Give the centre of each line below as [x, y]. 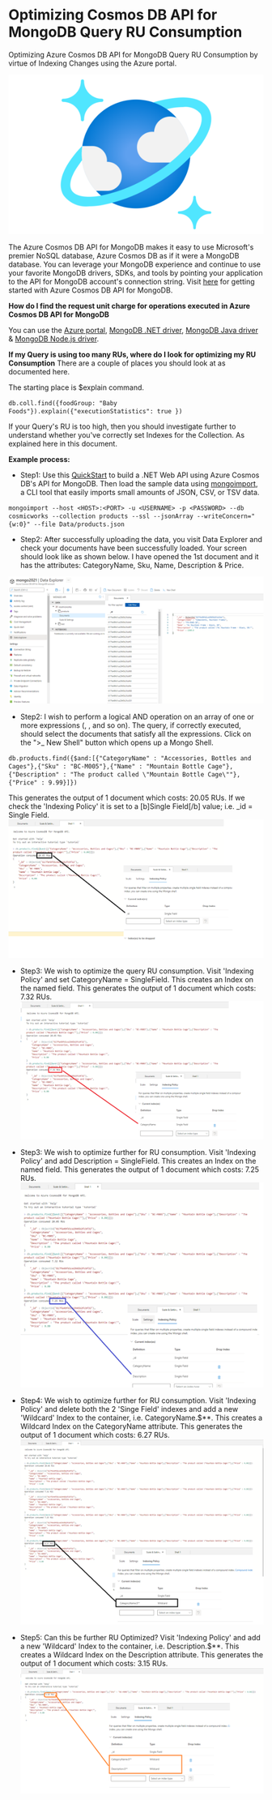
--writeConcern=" [226, 516]
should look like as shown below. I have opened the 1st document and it [139, 556]
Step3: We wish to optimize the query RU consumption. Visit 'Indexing [137, 971]
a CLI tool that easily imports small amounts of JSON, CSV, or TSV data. [140, 492]
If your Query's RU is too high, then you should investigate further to [122, 426]
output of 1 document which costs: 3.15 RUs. [94, 1663]
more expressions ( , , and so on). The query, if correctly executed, [130, 725]
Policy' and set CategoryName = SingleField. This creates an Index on [136, 980]
